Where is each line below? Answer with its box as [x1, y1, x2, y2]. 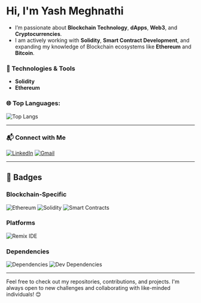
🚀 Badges [6, 172, 42, 183]
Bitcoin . [14, 49, 35, 56]
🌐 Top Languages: [6, 99, 61, 108]
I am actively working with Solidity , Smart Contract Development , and [14, 36, 190, 44]
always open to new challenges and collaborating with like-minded [6, 284, 170, 292]
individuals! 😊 [6, 291, 41, 298]
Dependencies [6, 247, 50, 255]
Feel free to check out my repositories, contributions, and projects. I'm [6, 278, 179, 285]
